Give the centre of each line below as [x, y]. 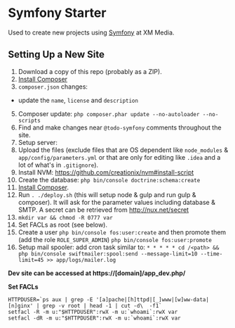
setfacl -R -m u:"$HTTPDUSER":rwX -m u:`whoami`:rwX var [93, 312]
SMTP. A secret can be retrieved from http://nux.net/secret [103, 210]
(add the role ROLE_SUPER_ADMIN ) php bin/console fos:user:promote [115, 239]
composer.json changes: [53, 87]
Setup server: [38, 142]
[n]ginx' [21, 305]
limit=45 [31, 260]
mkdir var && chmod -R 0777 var [65, 217]
